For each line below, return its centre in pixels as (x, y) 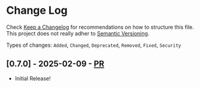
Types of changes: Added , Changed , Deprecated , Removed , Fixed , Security (94, 45)
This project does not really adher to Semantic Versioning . (78, 33)
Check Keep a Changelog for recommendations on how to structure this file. (100, 27)
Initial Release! (33, 78)
